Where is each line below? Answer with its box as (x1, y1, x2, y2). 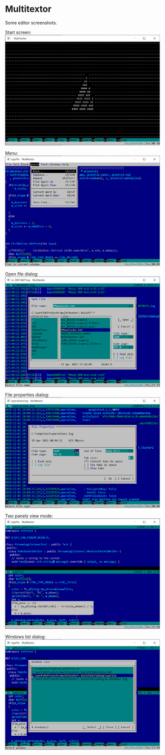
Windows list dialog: (5, 634, 46, 640)
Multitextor (5, 3, 52, 15)
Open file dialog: (5, 271, 38, 277)
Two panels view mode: (5, 513, 53, 519)
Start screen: (5, 29, 31, 35)
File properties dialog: (5, 392, 50, 398)
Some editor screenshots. (5, 20, 57, 26)
